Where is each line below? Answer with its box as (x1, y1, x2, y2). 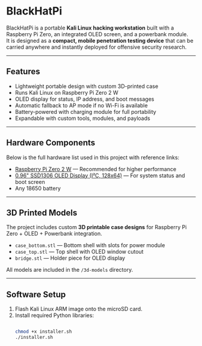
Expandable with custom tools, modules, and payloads (14, 115, 150, 122)
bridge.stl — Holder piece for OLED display (14, 254, 125, 262)
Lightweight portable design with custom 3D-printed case (14, 83, 159, 90)
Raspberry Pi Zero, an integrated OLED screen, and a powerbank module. (6, 30, 188, 37)
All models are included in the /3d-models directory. (6, 266, 133, 274)
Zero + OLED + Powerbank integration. (6, 230, 102, 237)
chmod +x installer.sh (14, 329, 72, 335)
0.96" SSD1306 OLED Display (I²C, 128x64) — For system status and (14, 172, 185, 179)
